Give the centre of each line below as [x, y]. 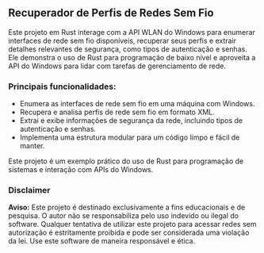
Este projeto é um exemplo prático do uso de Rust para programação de [126, 161]
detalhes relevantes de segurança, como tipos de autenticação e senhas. [128, 49]
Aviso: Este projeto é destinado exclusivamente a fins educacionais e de [127, 207]
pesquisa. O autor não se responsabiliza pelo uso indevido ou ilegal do [124, 216]
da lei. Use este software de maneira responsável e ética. [102, 241]
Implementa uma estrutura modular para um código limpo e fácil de [130, 137]
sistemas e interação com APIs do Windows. [81, 170]
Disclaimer [29, 190]
